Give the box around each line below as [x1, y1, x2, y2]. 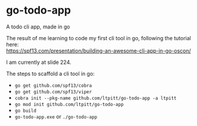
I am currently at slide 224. [6, 59, 72, 66]
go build [14, 108, 37, 114]
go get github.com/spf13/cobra [14, 82, 92, 89]
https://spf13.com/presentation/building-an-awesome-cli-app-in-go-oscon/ [6, 47, 191, 54]
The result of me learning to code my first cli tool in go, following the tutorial [6, 34, 191, 41]
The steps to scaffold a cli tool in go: [6, 70, 95, 77]
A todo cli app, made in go [6, 23, 70, 30]
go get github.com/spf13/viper [14, 89, 92, 95]
